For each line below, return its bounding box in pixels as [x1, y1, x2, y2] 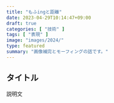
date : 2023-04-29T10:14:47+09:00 [6, 15, 91, 21]
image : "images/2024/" [6, 37, 64, 43]
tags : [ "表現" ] [6, 32, 49, 38]
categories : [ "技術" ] [6, 26, 65, 32]
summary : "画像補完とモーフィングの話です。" [6, 49, 109, 55]
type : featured [6, 43, 45, 49]
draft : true [6, 20, 37, 26]
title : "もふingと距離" [6, 9, 62, 15]
